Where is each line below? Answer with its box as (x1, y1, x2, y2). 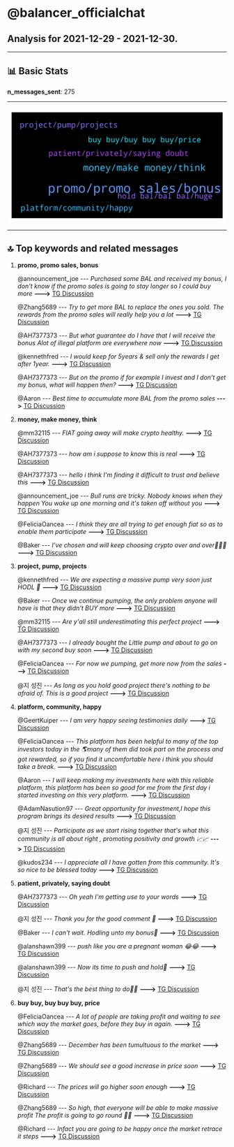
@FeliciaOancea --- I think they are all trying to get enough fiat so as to (17, 520, 223, 528)
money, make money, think (17, 415, 97, 424)
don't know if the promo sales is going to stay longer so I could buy (17, 282, 211, 291)
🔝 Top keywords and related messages (7, 243, 179, 254)
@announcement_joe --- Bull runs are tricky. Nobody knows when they (17, 491, 223, 500)
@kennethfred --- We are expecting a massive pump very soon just (17, 575, 212, 584)
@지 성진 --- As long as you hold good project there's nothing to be (17, 681, 210, 690)
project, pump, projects (17, 562, 87, 570)
